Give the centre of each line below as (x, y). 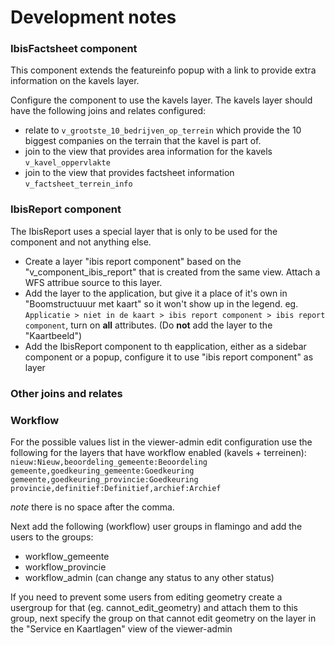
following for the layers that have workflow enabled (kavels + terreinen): (158, 452)
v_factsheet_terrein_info (78, 184)
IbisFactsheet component (74, 49)
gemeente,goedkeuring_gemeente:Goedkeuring (102, 471)
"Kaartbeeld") (53, 335)
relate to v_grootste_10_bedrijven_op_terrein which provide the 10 (163, 130)
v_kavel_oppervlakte (67, 163)
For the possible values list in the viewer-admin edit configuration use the (161, 442)
